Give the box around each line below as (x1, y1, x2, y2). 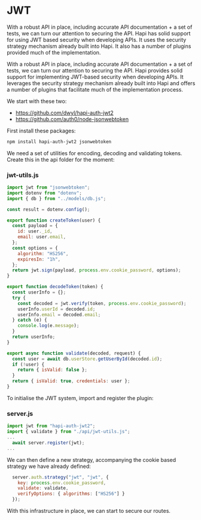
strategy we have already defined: (7, 462, 92, 470)
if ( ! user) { (12, 361, 45, 367)
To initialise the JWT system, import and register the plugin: (7, 394, 154, 401)
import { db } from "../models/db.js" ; (7, 195, 106, 201)
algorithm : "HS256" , (17, 250, 69, 256)
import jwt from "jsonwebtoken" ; (7, 185, 90, 191)
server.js (7, 409, 33, 418)
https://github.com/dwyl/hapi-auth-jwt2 (15, 109, 114, 116)
